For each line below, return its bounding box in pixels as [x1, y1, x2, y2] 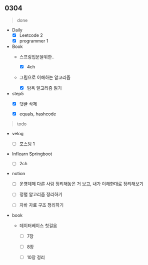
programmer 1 [19, 37, 48, 44]
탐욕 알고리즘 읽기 [26, 85, 62, 91]
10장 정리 [26, 254, 45, 260]
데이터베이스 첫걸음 [19, 222, 57, 229]
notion [11, 171, 25, 177]
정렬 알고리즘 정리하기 [19, 192, 63, 198]
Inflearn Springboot [11, 151, 52, 157]
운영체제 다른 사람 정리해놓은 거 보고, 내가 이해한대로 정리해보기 [19, 181, 143, 187]
